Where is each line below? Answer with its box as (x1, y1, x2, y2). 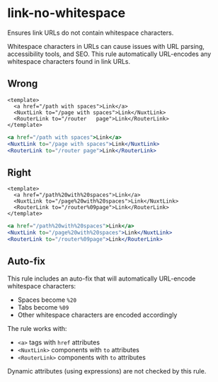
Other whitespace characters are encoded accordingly (17, 310, 178, 319)
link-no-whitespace (7, 5, 126, 21)
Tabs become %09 (17, 303, 69, 311)
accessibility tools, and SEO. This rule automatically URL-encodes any (7, 50, 212, 58)
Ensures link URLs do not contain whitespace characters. (7, 28, 174, 37)
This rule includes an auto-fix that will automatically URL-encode (7, 274, 196, 283)
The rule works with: (7, 324, 67, 332)
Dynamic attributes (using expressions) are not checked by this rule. (7, 366, 207, 375)
